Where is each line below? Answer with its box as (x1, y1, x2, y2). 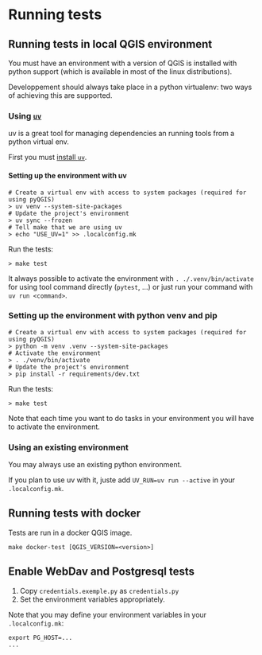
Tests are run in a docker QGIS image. (8, 528, 133, 537)
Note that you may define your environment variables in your (8, 610, 207, 619)
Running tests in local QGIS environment (8, 37, 213, 51)
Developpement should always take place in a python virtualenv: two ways (8, 82, 252, 92)
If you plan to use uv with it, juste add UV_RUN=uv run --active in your (8, 475, 236, 485)
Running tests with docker (8, 507, 141, 520)
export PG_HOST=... (8, 634, 73, 641)
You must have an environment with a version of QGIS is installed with (8, 58, 237, 68)
